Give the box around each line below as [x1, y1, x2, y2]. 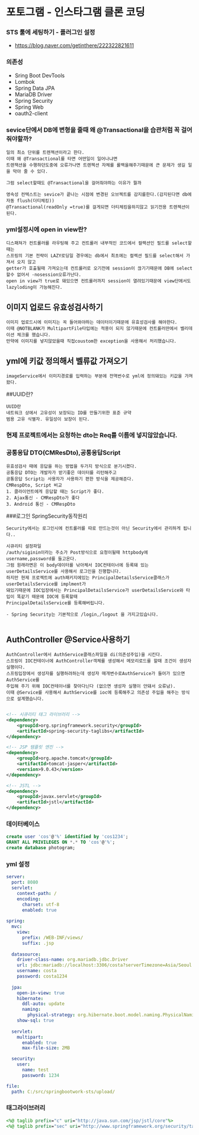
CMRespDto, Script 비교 [6, 483, 62, 488]
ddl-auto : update [21, 1001, 65, 1007]
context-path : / [17, 890, 57, 896]
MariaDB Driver [14, 90, 53, 98]
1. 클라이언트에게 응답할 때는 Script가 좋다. [6, 488, 105, 495]
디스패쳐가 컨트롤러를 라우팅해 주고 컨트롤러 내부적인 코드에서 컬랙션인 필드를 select [6, 240, 188, 247]
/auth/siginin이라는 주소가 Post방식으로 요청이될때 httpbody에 [6, 550, 148, 556]
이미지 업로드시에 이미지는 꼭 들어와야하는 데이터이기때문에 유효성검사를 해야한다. [6, 319, 178, 326]
